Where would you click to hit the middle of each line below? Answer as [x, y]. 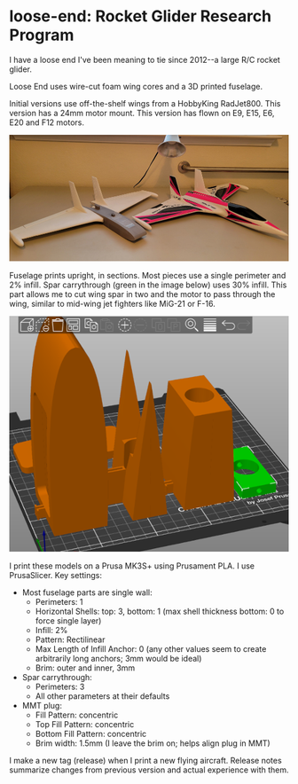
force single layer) [68, 621]
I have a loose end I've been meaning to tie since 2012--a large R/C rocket [145, 59]
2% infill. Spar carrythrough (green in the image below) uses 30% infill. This [148, 285]
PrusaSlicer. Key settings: [55, 576]
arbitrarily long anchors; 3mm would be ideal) [118, 659]
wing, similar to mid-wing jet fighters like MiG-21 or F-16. [112, 304]
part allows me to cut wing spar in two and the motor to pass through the [142, 294]
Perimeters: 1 [59, 602]
